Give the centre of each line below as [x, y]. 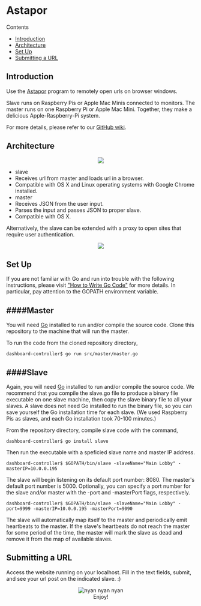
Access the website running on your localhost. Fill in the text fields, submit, [99, 572]
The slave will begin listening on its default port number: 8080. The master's [100, 480]
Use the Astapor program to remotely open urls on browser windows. [92, 91]
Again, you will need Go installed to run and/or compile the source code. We [100, 387]
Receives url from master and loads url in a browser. [79, 178]
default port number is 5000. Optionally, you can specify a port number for [98, 486]
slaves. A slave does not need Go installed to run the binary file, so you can [99, 406]
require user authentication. [40, 234]
